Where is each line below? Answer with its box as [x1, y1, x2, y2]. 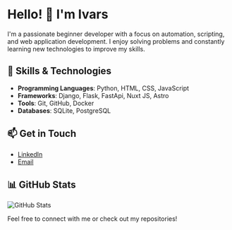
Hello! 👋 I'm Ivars [7, 6, 109, 23]
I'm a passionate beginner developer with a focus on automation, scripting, [7, 30, 225, 38]
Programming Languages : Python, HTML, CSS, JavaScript [17, 84, 189, 92]
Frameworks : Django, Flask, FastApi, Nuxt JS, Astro [17, 91, 169, 99]
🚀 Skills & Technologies [7, 65, 111, 77]
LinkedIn [17, 150, 43, 158]
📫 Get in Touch [7, 128, 77, 140]
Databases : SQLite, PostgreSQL [17, 106, 111, 115]
